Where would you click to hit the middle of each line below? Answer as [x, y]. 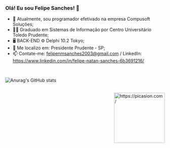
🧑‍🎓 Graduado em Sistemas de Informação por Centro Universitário [82, 30]
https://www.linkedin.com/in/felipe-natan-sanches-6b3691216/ [78, 61]
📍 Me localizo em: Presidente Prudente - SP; [59, 48]
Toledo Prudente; [31, 35]
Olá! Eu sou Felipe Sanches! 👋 [42, 8]
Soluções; [23, 24]
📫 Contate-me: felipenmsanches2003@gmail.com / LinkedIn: [77, 54]
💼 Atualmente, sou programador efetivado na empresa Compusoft [81, 19]
